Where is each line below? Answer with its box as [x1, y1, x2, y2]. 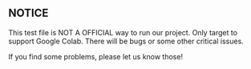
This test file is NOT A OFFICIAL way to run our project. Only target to [8, 27, 238, 37]
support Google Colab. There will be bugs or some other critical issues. [8, 36, 245, 46]
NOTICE [8, 6, 49, 20]
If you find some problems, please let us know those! [8, 51, 183, 61]
